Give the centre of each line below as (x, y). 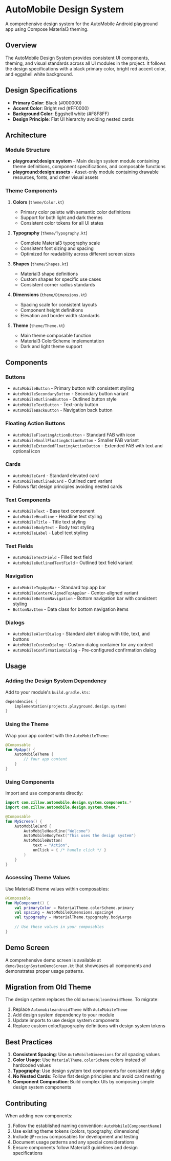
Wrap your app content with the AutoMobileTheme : (57, 735)
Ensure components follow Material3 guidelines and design (75, 1148)
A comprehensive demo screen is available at (53, 960)
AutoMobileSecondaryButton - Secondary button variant (71, 394)
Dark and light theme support (51, 346)
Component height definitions (52, 310)
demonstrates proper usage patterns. (45, 971)
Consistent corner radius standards (58, 284)
